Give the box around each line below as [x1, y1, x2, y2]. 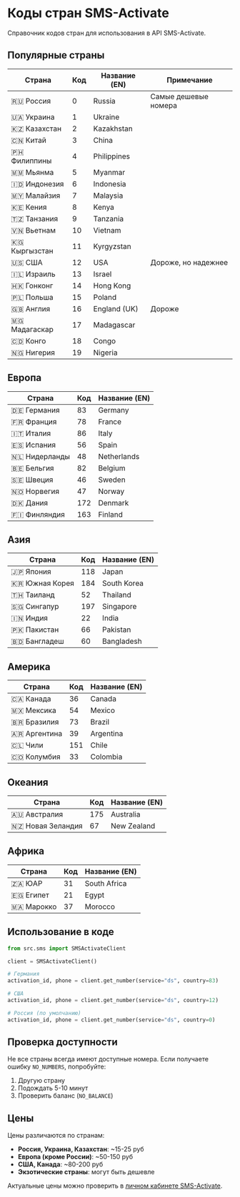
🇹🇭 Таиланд [11, 590, 55, 600]
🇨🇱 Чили [11, 740, 44, 750]
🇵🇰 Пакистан [11, 625, 59, 635]
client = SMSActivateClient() [7, 958, 98, 965]
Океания [7, 776, 49, 788]
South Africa [84, 878, 127, 888]
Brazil [90, 717, 109, 727]
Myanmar [93, 167, 126, 177]
